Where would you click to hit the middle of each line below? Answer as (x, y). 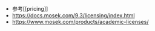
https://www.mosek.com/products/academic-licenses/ (80, 22)
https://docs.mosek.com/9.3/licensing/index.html (73, 15)
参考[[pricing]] (30, 9)
